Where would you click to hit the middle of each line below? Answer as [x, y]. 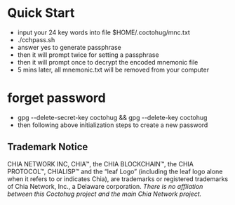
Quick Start [41, 13]
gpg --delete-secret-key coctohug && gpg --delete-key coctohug [112, 117]
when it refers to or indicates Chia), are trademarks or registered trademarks [118, 179]
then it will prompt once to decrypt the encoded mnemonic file [108, 62]
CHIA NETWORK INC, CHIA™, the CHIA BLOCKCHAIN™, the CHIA [101, 164]
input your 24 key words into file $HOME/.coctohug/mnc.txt [104, 32]
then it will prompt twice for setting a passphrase [88, 55]
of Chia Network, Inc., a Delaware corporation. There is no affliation [105, 186]
